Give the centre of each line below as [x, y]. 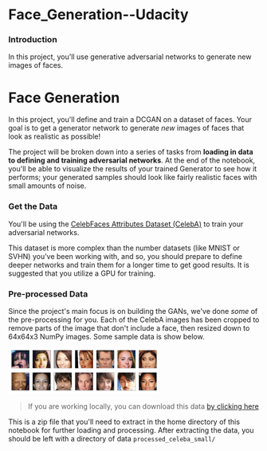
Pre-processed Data [48, 294]
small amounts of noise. [47, 186]
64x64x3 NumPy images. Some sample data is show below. [106, 337]
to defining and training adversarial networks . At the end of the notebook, [132, 160]
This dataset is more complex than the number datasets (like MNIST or [124, 248]
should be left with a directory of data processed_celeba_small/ [112, 438]
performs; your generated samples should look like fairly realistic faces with [133, 178]
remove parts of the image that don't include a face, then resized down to [129, 328]
